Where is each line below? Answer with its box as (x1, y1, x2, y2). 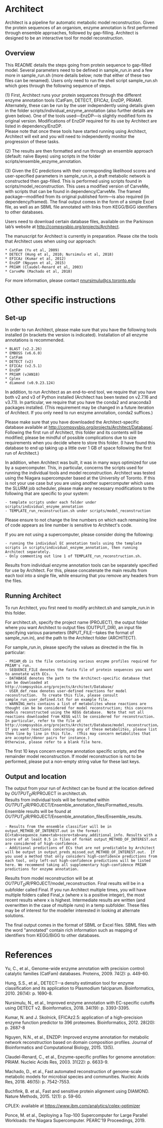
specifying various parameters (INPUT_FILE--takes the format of (5, 630, 134, 635)
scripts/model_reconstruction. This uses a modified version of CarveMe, (5, 183, 150, 189)
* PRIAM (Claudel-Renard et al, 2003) (5, 264, 83, 269)
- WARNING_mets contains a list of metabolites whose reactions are (5, 701, 147, 706)
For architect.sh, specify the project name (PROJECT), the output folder (5, 619, 148, 625)
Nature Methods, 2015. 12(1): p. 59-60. (5, 1093, 82, 1099)
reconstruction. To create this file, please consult (5, 693, 118, 698)
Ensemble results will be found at (5, 808, 71, 814)
